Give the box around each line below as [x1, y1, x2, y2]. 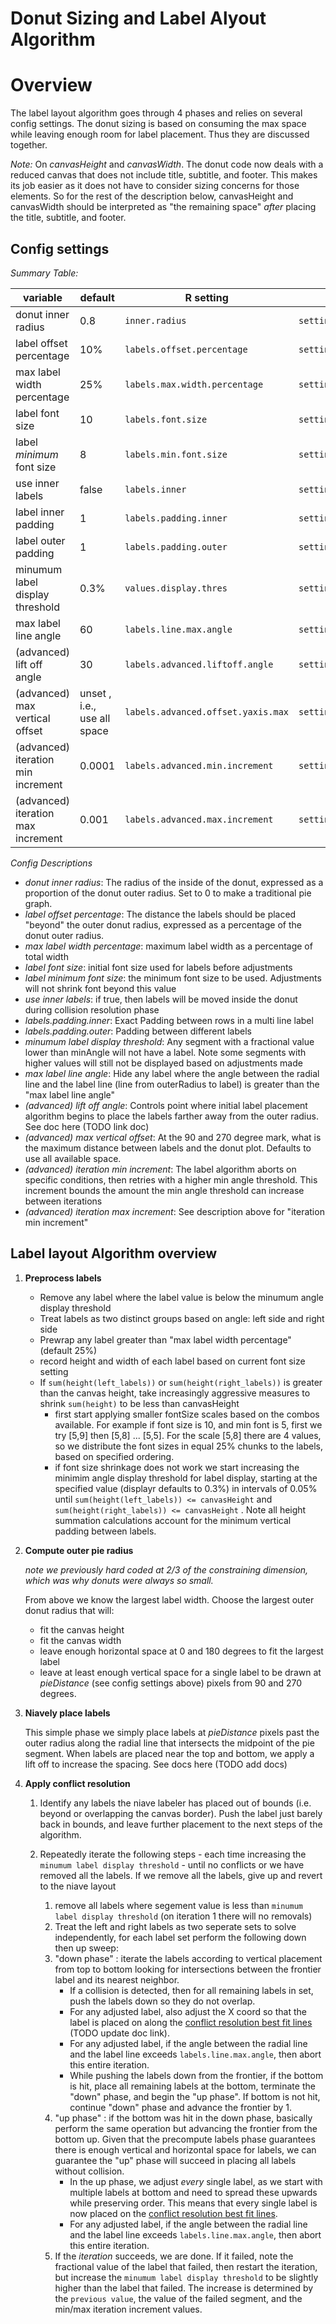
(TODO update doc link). [69, 2027, 170, 2039]
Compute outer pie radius [24, 1544, 134, 1556]
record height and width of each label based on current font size [39, 1355, 306, 1367]
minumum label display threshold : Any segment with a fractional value [24, 1035, 315, 1047]
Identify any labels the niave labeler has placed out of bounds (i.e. [39, 1797, 312, 1809]
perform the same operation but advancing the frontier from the [54, 2122, 318, 2134]
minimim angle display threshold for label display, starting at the [54, 1472, 318, 1484]
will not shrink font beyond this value [24, 982, 177, 994]
